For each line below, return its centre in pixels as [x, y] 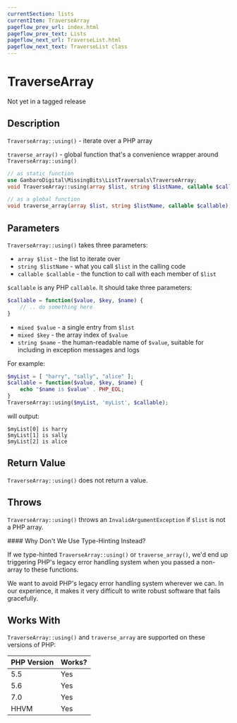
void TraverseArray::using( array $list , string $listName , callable [110, 187]
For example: [26, 363]
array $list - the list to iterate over [69, 258]
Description [34, 123]
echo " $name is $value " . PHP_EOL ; [72, 390]
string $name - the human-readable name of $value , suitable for [111, 342]
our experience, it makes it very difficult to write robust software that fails [114, 591]
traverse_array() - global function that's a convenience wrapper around [113, 154]
